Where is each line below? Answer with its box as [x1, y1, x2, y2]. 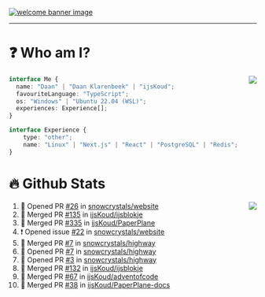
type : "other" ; [23, 134, 73, 142]
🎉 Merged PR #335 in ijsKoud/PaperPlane [20, 217, 156, 228]
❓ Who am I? [9, 44, 91, 62]
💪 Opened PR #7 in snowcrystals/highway [20, 247, 156, 256]
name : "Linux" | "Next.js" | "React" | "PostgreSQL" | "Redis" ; [23, 140, 238, 149]
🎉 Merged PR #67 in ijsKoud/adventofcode [20, 272, 159, 281]
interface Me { [9, 75, 59, 83]
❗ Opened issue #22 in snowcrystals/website [20, 227, 165, 236]
